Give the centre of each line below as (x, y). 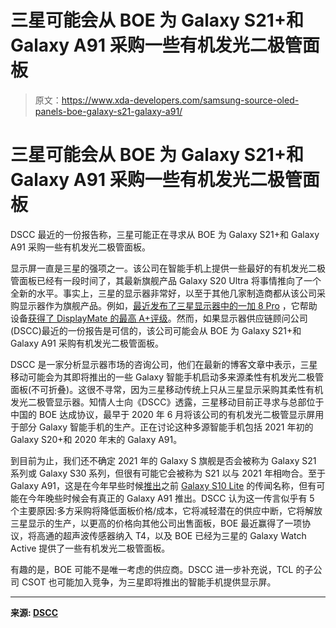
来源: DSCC (34, 612)
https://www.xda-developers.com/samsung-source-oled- (180, 100)
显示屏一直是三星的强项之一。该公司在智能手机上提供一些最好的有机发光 (159, 268)
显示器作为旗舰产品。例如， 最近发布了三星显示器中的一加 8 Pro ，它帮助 (168, 305)
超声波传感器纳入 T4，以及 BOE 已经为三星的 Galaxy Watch (184, 535)
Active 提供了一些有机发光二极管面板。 (90, 548)
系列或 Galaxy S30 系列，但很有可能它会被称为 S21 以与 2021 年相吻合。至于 (168, 473)
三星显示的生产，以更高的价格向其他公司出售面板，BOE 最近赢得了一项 (156, 523)
